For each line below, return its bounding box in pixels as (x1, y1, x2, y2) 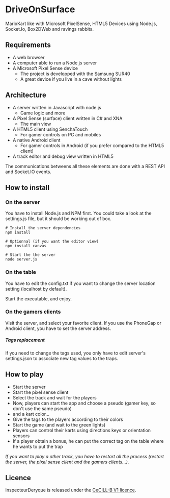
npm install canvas (5, 244, 47, 249)
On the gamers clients (5, 308, 61, 315)
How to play (5, 370, 44, 379)
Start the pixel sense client (12, 389, 69, 395)
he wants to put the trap (12, 443, 63, 449)
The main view (20, 121, 51, 127)
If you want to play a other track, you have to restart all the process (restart (5, 453, 164, 459)
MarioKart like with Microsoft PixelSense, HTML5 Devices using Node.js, (5, 20, 157, 27)
